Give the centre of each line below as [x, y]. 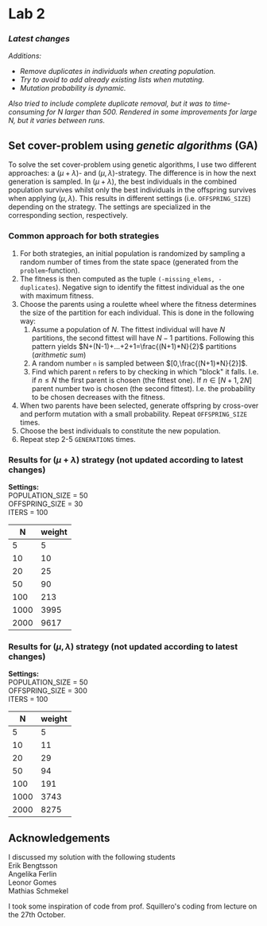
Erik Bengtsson [33, 866]
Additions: [25, 56]
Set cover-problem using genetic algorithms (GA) [133, 145]
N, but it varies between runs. [57, 121]
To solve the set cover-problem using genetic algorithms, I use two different [132, 165]
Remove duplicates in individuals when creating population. [118, 72]
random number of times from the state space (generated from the [129, 262]
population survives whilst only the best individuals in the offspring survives [132, 190]
